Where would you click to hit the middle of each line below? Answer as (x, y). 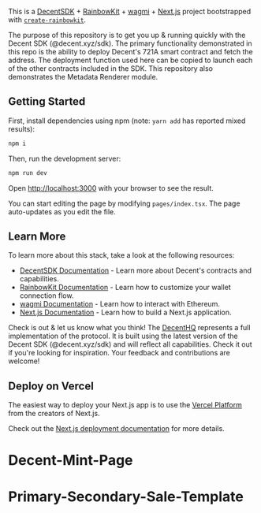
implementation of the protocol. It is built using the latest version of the (123, 336)
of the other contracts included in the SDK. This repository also (110, 69)
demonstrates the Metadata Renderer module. (83, 77)
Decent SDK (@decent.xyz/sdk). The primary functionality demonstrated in (130, 43)
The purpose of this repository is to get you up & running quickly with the (127, 35)
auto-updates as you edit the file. (62, 211)
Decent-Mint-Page (71, 461)
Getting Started (47, 102)
